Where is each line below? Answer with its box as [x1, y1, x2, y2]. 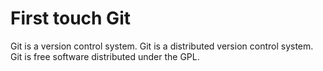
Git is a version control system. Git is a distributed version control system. [10, 40, 314, 52]
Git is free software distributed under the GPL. [10, 50, 200, 62]
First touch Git [10, 7, 131, 30]
